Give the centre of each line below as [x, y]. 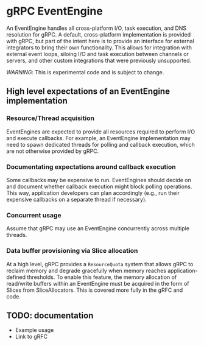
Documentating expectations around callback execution [91, 167]
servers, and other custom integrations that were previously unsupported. [99, 60]
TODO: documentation [50, 315]
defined [16, 277]
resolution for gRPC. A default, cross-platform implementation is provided [99, 34]
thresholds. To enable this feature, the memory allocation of [102, 277]
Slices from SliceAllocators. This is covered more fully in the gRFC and [95, 290]
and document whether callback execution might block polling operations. [99, 186]
